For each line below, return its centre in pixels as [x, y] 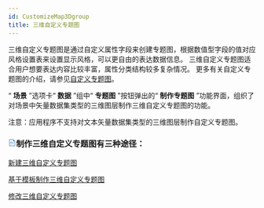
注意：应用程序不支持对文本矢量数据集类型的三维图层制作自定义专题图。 [125, 122]
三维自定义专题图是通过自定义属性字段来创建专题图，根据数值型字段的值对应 [132, 49]
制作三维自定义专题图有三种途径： [81, 144]
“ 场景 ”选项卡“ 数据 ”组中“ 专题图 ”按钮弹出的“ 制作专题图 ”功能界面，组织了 [131, 95]
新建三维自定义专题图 [42, 162]
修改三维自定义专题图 [42, 195]
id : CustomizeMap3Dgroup [49, 16]
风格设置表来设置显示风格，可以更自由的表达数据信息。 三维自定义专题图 [126, 59]
